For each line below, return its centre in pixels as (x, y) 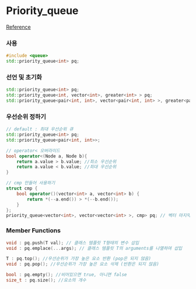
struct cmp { (22, 188)
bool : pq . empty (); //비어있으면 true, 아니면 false (66, 275)
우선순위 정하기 (26, 116)
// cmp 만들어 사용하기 (31, 183)
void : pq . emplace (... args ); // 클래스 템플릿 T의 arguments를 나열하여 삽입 (94, 248)
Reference (18, 27)
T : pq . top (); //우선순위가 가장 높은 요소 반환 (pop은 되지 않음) (79, 259)
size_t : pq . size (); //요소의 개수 (46, 280)
